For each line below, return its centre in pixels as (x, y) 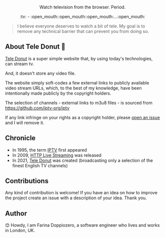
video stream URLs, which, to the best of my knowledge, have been (73, 88)
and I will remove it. (25, 123)
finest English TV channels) (40, 165)
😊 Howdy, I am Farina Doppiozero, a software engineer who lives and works (82, 225)
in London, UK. (20, 231)
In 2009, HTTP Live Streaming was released (57, 155)
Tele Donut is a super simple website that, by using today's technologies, (79, 58)
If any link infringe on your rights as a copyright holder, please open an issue (82, 117)
